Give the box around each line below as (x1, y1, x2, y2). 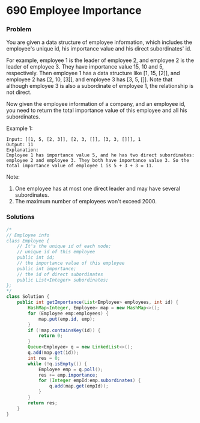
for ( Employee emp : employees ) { (28, 310, 109, 316)
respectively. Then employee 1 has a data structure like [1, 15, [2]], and (6, 70, 180, 77)
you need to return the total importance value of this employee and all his (6, 107, 187, 114)
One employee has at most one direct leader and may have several (14, 185, 181, 193)
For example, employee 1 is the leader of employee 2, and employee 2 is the (6, 57, 194, 64)
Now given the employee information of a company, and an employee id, (6, 100, 186, 108)
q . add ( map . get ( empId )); (49, 383, 109, 389)
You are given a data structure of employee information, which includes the (6, 39, 192, 46)
